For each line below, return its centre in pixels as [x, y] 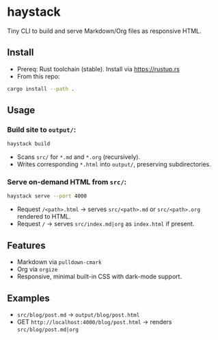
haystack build [29, 144]
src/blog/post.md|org [47, 330]
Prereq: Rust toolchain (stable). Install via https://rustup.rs [98, 69]
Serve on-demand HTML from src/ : [67, 182]
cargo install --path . [41, 89]
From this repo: [38, 76]
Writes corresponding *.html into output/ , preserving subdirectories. [114, 165]
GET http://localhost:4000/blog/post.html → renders [94, 321]
